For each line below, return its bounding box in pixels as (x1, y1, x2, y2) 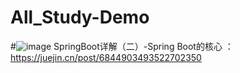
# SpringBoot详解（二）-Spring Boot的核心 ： (10, 40, 234, 52)
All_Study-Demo (10, 6, 150, 29)
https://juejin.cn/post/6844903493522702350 (10, 51, 202, 63)
